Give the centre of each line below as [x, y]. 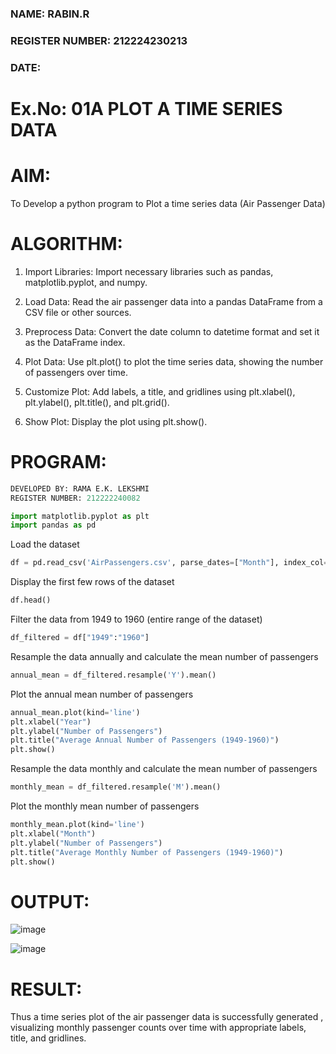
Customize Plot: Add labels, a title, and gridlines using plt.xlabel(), [160, 391]
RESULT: [46, 989]
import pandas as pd [53, 525]
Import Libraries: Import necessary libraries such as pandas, [149, 271]
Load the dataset [45, 544]
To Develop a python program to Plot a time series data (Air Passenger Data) [168, 203]
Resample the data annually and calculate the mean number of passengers [164, 656]
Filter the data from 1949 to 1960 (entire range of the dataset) [136, 619]
